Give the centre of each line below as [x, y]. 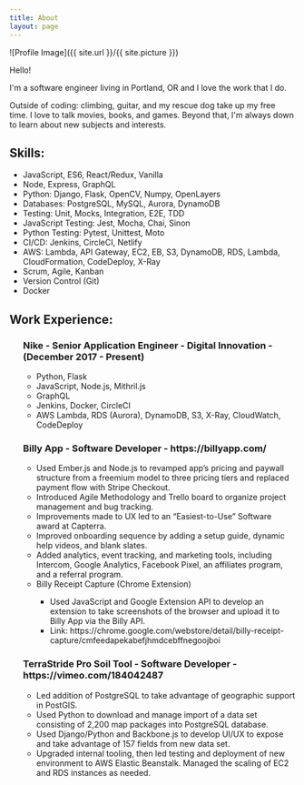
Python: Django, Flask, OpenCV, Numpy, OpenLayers [121, 194]
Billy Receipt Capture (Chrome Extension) [114, 584]
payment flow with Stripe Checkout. [103, 488]
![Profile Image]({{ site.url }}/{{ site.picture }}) [94, 52]
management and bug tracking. [95, 507]
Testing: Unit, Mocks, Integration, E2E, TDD [103, 214]
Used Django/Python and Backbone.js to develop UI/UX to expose [160, 734]
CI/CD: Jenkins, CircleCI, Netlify [82, 243]
